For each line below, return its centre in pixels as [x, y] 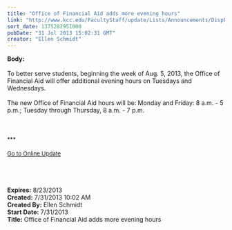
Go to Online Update [34, 154]
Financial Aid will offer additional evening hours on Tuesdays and [99, 81]
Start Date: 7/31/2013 [38, 212]
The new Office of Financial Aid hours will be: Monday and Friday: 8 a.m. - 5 [115, 103]
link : [15, 20]
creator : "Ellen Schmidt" [44, 39]
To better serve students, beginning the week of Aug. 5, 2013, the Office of [114, 74]
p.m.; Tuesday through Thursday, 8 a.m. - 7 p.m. [76, 111]
